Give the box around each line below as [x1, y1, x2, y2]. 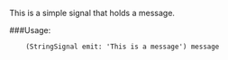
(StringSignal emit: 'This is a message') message [25, 42, 220, 51]
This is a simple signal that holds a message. [9, 8, 176, 18]
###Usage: [9, 25, 51, 35]
